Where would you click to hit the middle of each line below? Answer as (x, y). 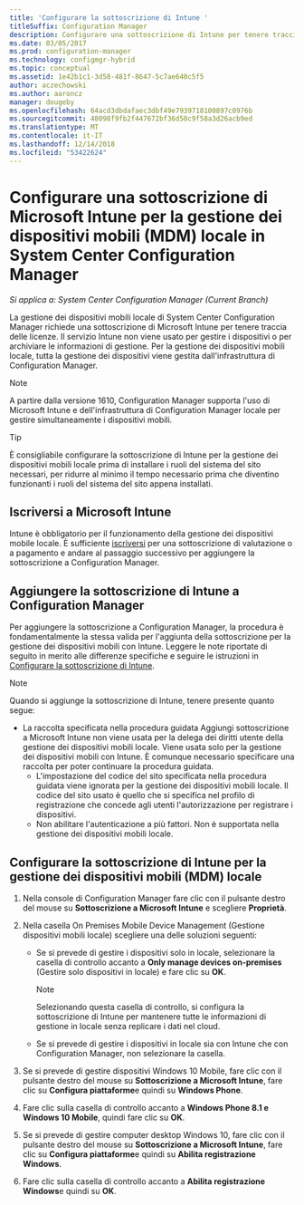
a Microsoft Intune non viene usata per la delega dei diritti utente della (153, 737)
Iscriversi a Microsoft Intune (90, 511)
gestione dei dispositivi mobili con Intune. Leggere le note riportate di (138, 646)
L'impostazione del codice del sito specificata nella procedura (151, 776)
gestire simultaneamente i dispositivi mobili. (91, 419)
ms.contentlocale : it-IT (56, 136)
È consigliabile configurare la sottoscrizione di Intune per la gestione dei (144, 455)
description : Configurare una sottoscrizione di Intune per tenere (139, 34)
